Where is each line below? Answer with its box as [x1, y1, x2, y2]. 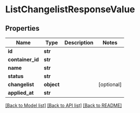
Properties [5, 24, 40, 33]
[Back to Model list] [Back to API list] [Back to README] [5, 102, 122, 108]
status [8, 73, 24, 80]
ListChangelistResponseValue [5, 4, 135, 15]
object [44, 81, 60, 88]
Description [64, 39, 94, 46]
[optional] [98, 81, 122, 88]
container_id [8, 56, 39, 63]
